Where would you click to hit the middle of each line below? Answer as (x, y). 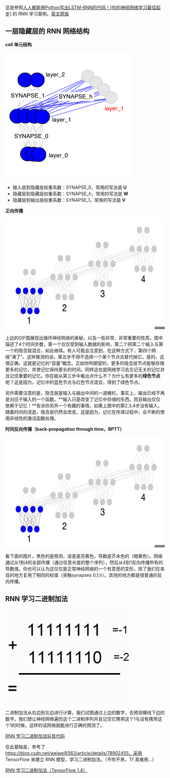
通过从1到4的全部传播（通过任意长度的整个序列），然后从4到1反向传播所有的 (84, 562)
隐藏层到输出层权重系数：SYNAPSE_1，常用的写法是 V (69, 200)
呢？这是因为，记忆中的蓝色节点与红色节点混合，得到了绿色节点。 (74, 382)
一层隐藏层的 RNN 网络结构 (47, 31)
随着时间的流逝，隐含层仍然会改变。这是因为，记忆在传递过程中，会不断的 (83, 412)
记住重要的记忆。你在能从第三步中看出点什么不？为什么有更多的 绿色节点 (85, 376)
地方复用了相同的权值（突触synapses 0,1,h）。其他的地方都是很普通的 (86, 575)
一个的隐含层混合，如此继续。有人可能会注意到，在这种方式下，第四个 (78, 350)
